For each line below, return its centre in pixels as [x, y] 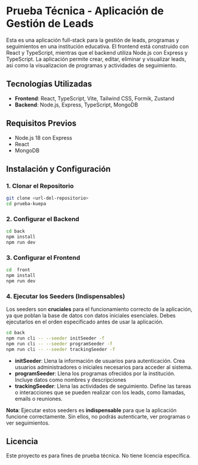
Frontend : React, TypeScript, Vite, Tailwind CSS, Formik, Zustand [95, 98]
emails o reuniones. [39, 398]
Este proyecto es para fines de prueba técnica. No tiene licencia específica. [98, 455]
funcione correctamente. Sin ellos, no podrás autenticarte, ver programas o [98, 416]
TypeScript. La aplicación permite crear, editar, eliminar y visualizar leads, [96, 59]
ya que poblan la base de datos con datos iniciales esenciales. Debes [91, 316]
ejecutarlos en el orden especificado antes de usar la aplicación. [85, 322]
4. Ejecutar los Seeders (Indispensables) [66, 296]
